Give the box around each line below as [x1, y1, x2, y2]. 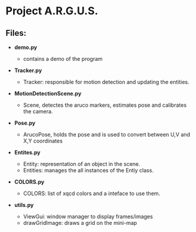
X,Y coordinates [23, 137, 63, 144]
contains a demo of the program [23, 55, 103, 62]
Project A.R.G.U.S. [5, 4, 99, 18]
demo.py [14, 44, 38, 51]
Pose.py [14, 119, 36, 126]
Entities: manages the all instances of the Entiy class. [23, 167, 154, 174]
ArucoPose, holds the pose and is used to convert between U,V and [23, 131, 191, 138]
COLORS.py [14, 178, 45, 185]
